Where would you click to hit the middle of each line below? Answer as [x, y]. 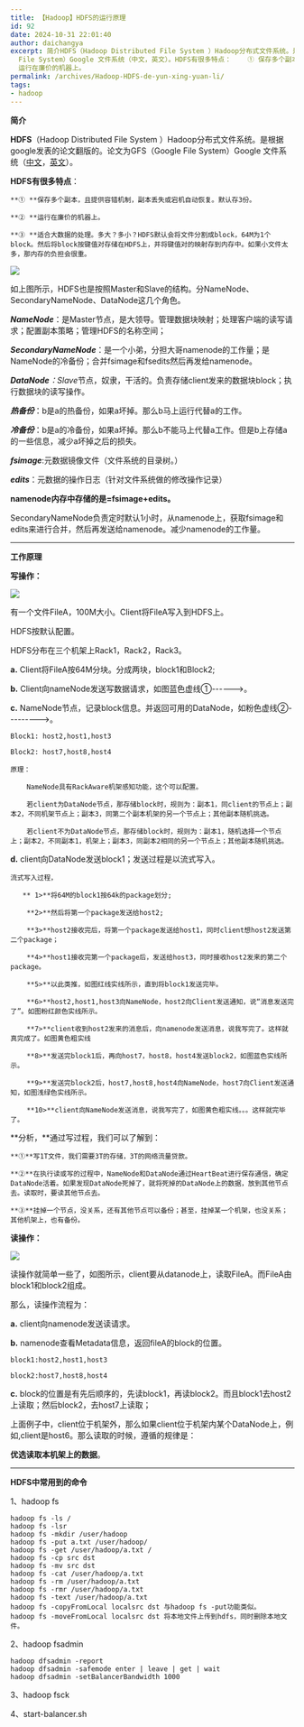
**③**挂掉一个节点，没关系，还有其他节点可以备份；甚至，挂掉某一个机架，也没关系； [149, 1210]
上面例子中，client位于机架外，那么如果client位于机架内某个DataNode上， [148, 1424]
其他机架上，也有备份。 [47, 1220]
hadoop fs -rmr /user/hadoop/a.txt [77, 1589]
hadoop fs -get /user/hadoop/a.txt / [81, 1550]
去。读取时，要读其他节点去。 [57, 1193]
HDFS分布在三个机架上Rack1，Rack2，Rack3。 [99, 650]
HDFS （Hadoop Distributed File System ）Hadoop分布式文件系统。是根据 [147, 139]
